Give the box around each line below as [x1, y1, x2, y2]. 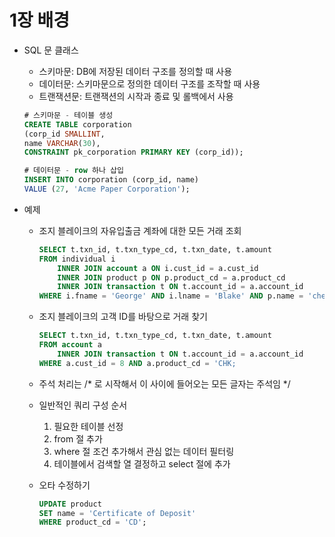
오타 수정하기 [38, 479, 91, 491]
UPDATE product [38, 499, 102, 509]
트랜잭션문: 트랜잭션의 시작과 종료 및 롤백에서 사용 [38, 90, 234, 102]
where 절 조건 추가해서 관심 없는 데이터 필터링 [53, 445, 235, 457]
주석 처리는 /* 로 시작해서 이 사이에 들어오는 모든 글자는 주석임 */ [38, 377, 291, 390]
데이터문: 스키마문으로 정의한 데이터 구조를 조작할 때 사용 [38, 77, 261, 90]
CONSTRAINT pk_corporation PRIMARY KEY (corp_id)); [23, 147, 244, 158]
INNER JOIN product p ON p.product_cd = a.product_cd [57, 272, 286, 283]
